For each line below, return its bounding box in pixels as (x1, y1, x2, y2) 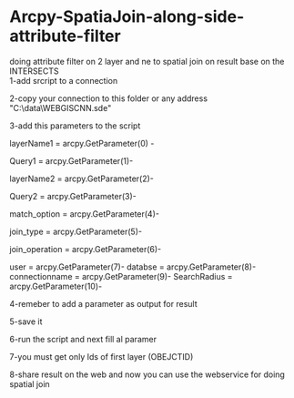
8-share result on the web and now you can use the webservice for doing (9, 369, 285, 380)
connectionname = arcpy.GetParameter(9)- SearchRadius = (9, 270, 234, 281)
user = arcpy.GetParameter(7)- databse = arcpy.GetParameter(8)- (9, 261, 257, 272)
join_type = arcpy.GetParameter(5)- (9, 226, 143, 237)
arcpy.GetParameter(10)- (9, 281, 103, 291)
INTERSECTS (9, 66, 59, 77)
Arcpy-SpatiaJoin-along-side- (9, 6, 245, 27)
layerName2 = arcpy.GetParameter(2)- (9, 173, 155, 184)
